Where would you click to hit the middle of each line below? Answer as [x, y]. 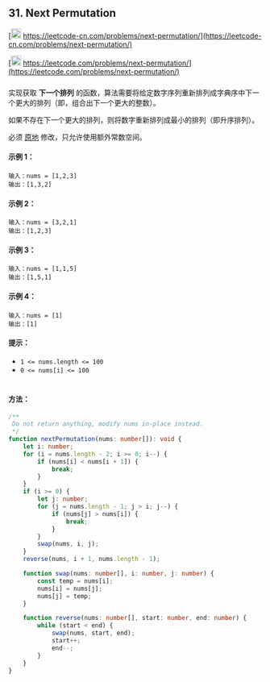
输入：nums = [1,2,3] [43, 176]
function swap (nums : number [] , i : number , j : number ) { [119, 574]
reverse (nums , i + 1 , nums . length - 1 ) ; [91, 559]
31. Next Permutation [62, 13]
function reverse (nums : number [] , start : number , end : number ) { [135, 618]
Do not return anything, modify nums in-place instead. [108, 424]
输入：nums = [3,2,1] [43, 222]
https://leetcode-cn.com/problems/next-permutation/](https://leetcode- [142, 35]
